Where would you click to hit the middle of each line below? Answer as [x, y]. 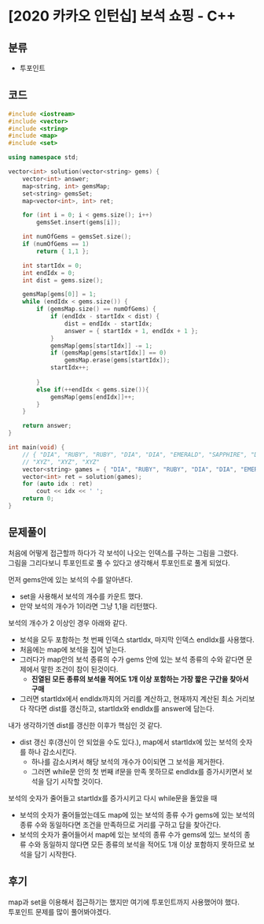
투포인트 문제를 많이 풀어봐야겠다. [60, 911]
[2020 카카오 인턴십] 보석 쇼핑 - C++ [122, 16]
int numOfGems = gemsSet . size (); [77, 237]
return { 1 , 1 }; [63, 251]
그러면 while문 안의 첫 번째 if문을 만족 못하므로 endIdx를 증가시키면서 [138, 771]
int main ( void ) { [37, 447]
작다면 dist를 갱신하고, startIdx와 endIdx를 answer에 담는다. [121, 708]
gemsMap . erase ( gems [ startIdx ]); [117, 360]
